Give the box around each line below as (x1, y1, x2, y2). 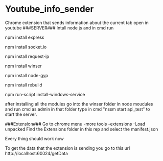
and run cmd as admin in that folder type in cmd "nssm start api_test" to (5, 106, 150, 112)
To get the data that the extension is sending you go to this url (5, 145, 130, 151)
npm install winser (5, 63, 42, 69)
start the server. (5, 111, 38, 117)
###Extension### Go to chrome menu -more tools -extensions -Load (5, 121, 145, 127)
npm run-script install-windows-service (5, 91, 85, 97)
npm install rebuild (5, 82, 43, 88)
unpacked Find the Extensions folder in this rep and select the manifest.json (5, 126, 158, 132)
